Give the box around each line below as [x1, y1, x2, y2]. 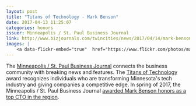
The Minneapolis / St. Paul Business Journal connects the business [6, 62, 167, 69]
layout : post [6, 8, 38, 15]
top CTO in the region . [6, 93, 60, 100]
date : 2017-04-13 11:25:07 [6, 19, 72, 25]
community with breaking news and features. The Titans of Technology [6, 68, 178, 76]
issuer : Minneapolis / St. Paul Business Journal [6, 30, 129, 36]
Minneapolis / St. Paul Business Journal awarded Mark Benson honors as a [6, 87, 187, 94]
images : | [6, 41, 30, 47]
